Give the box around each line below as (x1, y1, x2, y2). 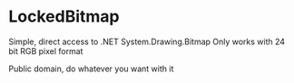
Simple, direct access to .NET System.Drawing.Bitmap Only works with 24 (8, 36, 286, 47)
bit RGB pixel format (8, 45, 83, 56)
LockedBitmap (8, 6, 120, 27)
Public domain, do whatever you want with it (8, 63, 174, 74)
